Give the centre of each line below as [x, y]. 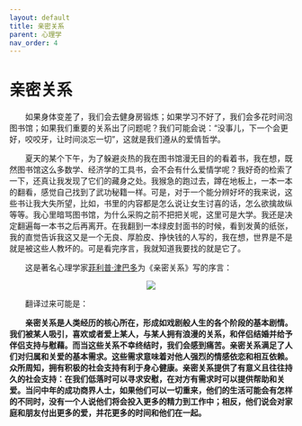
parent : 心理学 [36, 34]
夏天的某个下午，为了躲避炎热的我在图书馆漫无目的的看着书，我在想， [155, 159]
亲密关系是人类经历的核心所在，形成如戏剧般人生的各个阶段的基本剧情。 [159, 323]
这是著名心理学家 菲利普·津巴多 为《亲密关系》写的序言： [129, 267]
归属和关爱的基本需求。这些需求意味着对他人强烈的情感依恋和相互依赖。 [159, 357]
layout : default [40, 18]
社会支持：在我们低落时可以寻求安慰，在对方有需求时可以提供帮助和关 [155, 379]
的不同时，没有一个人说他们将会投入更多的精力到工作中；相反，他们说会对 [147, 402]
